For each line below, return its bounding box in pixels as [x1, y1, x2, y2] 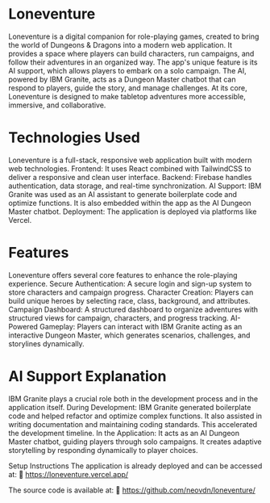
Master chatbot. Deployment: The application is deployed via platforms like [8, 207, 257, 216]
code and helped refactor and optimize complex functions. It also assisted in [8, 411, 263, 421]
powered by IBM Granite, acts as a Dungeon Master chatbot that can [8, 74, 236, 84]
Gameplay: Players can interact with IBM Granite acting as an [39, 321, 243, 331]
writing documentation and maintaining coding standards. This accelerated [8, 419, 258, 429]
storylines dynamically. [8, 338, 85, 348]
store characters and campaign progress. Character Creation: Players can [8, 287, 254, 297]
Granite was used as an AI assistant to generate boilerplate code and [8, 189, 238, 199]
